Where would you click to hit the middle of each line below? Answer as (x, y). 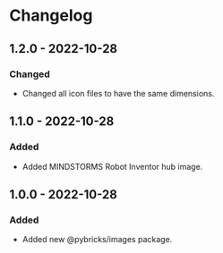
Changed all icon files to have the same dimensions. (118, 93)
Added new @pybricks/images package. (97, 240)
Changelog (51, 16)
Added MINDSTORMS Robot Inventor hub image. (112, 166)
